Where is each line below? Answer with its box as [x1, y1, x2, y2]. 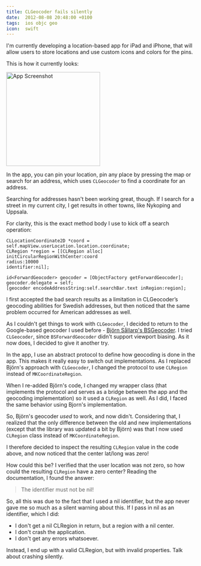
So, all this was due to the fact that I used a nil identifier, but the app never [6, 497, 190, 505]
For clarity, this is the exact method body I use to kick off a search [6, 220, 169, 227]
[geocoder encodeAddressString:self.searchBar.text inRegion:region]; [6, 285, 187, 292]
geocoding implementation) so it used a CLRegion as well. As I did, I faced [6, 395, 187, 402]
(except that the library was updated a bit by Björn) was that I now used [6, 425, 183, 433]
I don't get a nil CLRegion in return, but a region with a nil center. [14, 522, 175, 529]
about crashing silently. [6, 553, 64, 560]
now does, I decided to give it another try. [6, 339, 109, 346]
